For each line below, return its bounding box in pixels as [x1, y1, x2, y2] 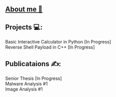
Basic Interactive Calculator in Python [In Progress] [5, 39, 111, 45]
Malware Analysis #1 [5, 81, 48, 87]
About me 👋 [5, 5, 43, 14]
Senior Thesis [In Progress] [5, 75, 62, 81]
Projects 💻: [5, 23, 43, 31]
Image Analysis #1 [5, 86, 43, 92]
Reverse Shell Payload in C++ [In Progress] [5, 44, 95, 51]
